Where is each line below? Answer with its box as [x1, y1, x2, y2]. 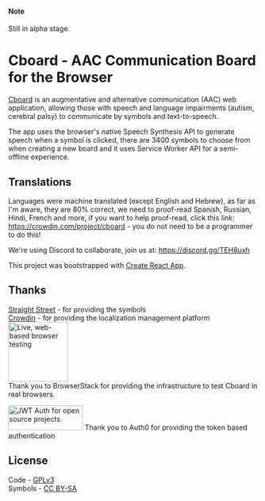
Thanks [8, 284, 47, 297]
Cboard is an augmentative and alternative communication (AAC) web [8, 95, 236, 105]
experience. [30, 152, 70, 162]
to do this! [8, 230, 41, 239]
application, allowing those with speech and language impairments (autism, [8, 103, 255, 113]
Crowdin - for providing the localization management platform [8, 313, 210, 323]
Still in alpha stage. [8, 24, 70, 33]
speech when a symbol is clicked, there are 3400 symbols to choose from [8, 136, 251, 145]
